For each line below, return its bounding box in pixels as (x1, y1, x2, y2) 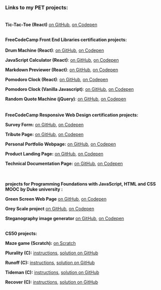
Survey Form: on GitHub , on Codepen (5, 122, 84, 128)
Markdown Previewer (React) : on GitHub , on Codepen (5, 67, 118, 73)
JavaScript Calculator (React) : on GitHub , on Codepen (5, 57, 119, 63)
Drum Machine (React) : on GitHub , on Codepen (5, 47, 104, 54)
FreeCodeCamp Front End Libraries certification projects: (5, 37, 127, 43)
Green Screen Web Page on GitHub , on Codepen (5, 196, 106, 202)
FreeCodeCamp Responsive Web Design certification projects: (5, 112, 138, 118)
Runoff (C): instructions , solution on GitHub (5, 260, 95, 266)
